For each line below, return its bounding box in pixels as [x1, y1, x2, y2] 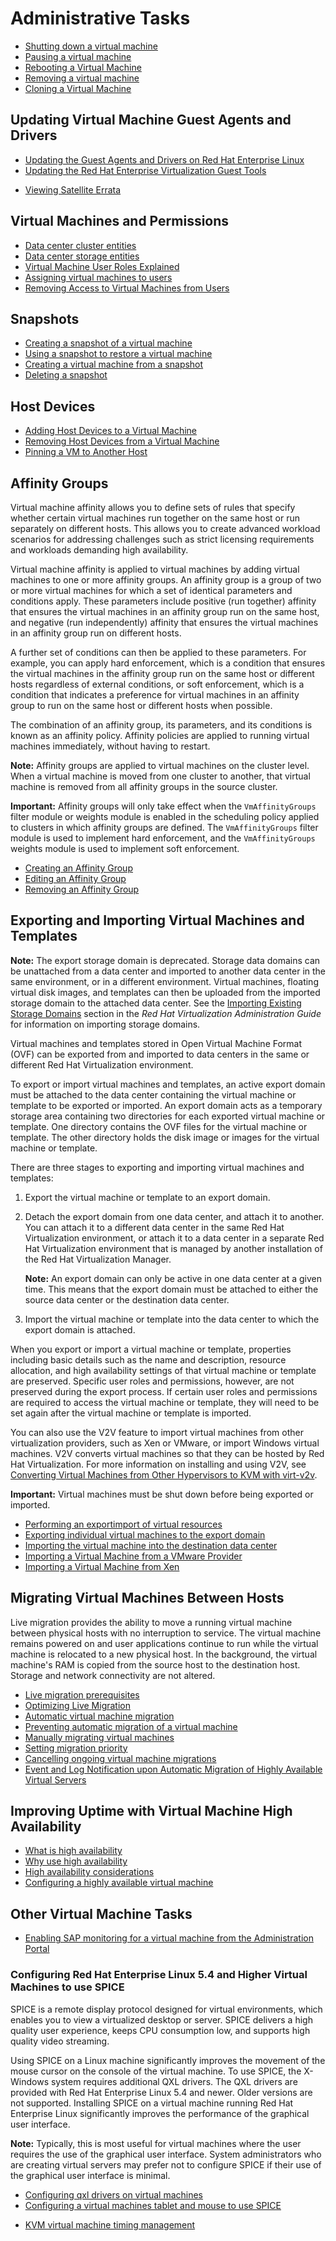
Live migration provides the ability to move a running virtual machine [10, 1616, 293, 1628]
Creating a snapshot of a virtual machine [24, 337, 193, 349]
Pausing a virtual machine [24, 50, 132, 62]
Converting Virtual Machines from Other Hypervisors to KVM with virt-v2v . [10, 1468, 318, 1481]
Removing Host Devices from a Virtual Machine [24, 435, 220, 447]
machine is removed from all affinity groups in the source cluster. [10, 781, 278, 792]
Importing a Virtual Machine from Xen [24, 1560, 180, 1572]
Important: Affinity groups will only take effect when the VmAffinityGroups [10, 800, 317, 812]
